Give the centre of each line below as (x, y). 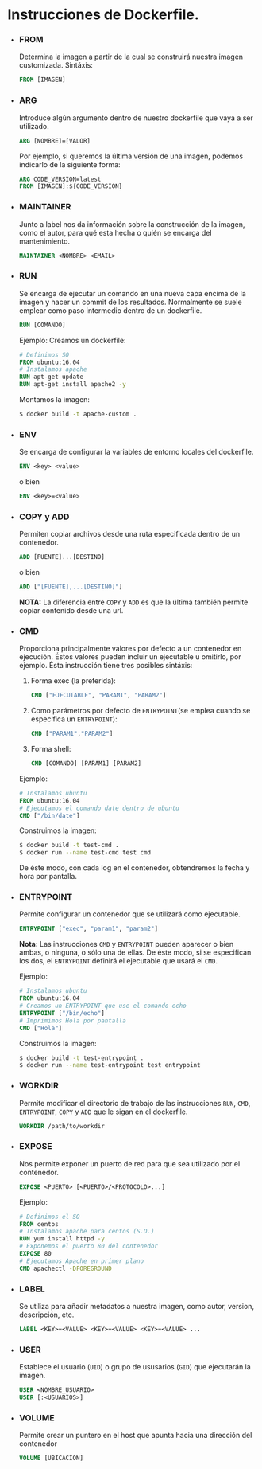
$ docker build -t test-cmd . (69, 846)
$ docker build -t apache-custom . (78, 414)
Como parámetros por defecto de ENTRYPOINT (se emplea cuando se (141, 711)
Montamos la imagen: (54, 399)
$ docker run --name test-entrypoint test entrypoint (110, 1065)
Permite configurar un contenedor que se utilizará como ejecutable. (130, 914)
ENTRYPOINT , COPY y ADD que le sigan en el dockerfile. (103, 1112)
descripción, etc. (46, 1315)
